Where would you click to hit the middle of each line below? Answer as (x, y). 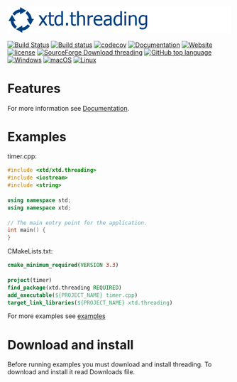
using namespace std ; (39, 200)
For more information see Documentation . (68, 108)
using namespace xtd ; (39, 208)
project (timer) (30, 280)
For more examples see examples (56, 316)
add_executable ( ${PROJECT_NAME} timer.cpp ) (73, 295)
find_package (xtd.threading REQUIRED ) (65, 288)
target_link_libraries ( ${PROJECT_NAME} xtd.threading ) (90, 302)
